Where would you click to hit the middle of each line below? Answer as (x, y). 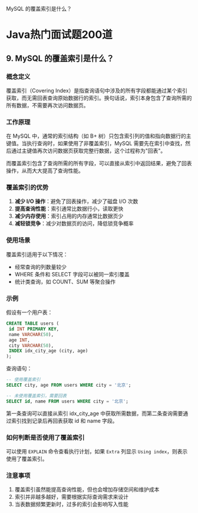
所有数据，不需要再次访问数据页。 (47, 105)
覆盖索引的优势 (27, 188)
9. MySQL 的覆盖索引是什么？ (60, 58)
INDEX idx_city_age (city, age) (48, 351)
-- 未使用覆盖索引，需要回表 (37, 396)
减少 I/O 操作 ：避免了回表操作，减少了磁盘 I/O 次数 (76, 201)
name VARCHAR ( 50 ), (31, 334)
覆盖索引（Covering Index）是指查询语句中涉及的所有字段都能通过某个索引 (97, 90)
